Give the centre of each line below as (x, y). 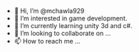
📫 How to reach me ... (47, 41)
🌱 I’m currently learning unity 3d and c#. (73, 26)
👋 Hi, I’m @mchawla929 (49, 11)
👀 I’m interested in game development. (71, 18)
